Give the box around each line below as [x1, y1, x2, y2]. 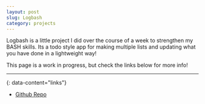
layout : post [6, 9, 40, 15]
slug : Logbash [6, 15, 43, 21]
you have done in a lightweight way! [6, 50, 97, 57]
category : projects [6, 20, 56, 26]
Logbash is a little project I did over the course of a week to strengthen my [6, 37, 193, 44]
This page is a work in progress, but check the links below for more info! [6, 61, 188, 69]
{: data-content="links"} [6, 79, 67, 86]
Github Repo [15, 91, 47, 98]
